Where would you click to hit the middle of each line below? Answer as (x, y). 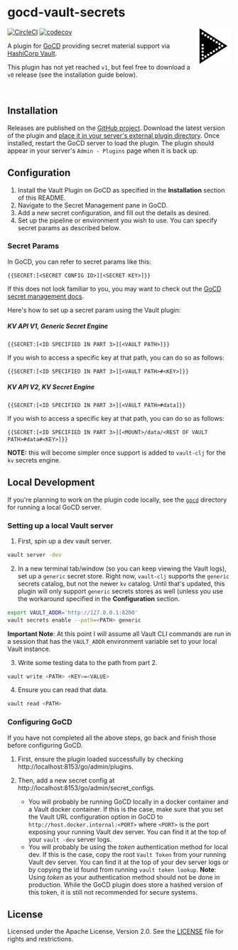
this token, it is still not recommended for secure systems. (113, 892)
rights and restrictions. (40, 939)
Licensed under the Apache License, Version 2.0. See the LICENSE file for (115, 932)
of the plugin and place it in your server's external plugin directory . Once (114, 135)
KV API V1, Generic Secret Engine (58, 326)
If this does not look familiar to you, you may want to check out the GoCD (114, 288)
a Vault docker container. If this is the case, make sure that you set (126, 809)
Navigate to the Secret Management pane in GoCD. (93, 205)
